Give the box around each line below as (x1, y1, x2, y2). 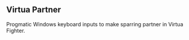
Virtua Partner (6, 5, 62, 15)
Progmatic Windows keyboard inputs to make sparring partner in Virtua (6, 20, 184, 27)
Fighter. (6, 27, 25, 34)
